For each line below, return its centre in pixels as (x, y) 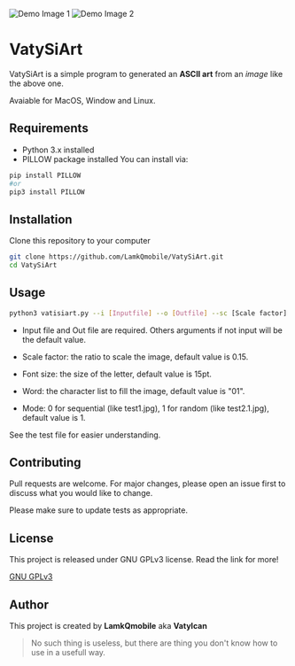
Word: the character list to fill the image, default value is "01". (133, 391)
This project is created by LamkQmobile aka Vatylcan (109, 626)
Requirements (49, 128)
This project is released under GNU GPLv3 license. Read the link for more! (144, 560)
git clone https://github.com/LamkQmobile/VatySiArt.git (116, 257)
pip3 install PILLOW (47, 192)
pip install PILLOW (45, 175)
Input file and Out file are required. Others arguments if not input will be (152, 330)
